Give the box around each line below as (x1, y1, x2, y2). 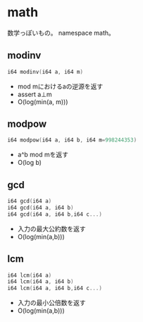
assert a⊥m (17, 90, 52, 98)
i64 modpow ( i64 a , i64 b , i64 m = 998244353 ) (7, 137, 137, 144)
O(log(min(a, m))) (17, 97, 68, 106)
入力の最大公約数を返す (17, 224, 86, 233)
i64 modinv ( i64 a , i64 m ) (7, 68, 83, 75)
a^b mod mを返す (17, 150, 69, 159)
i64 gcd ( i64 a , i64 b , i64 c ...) (7, 210, 102, 218)
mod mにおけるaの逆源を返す (17, 82, 104, 91)
